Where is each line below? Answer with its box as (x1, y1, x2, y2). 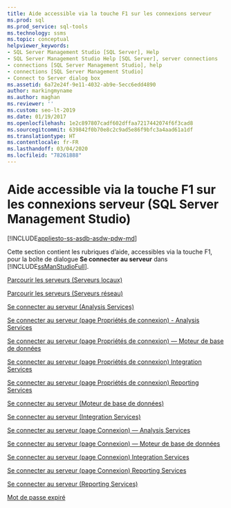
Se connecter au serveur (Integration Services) (7, 412, 141, 421)
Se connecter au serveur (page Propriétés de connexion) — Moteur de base (7, 337, 224, 345)
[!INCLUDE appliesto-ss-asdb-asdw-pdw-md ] (7, 234, 137, 243)
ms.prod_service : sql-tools (7, 23, 89, 30)
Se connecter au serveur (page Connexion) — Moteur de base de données (7, 439, 221, 448)
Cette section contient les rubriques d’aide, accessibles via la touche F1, (7, 247, 213, 256)
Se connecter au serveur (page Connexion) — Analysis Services (7, 426, 191, 434)
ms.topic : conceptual (7, 36, 70, 43)
